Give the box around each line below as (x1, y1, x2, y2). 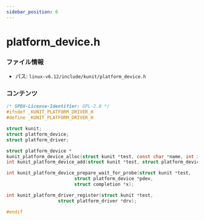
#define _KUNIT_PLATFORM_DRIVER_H (6, 115, 94, 121)
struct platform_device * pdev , (73, 176, 154, 182)
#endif (6, 208, 23, 215)
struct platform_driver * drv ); (58, 198, 137, 204)
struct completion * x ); (73, 181, 135, 188)
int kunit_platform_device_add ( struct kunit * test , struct (6, 159, 159, 165)
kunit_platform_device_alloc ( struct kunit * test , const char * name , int (6, 153, 194, 159)
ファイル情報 (6, 58, 44, 66)
